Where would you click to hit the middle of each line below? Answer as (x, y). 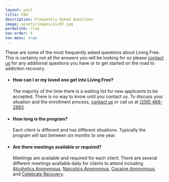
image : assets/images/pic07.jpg (39, 24)
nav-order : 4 (19, 33)
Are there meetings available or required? (57, 147)
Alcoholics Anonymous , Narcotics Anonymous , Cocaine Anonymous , (84, 169)
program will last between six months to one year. (64, 135)
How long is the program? (40, 118)
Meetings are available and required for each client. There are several (85, 158)
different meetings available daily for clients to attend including (78, 163)
